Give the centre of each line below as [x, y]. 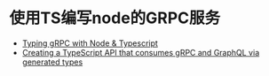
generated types [52, 62]
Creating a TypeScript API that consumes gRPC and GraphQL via [141, 52]
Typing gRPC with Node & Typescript [90, 43]
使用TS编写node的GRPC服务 [115, 18]
